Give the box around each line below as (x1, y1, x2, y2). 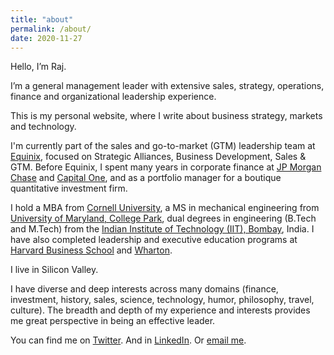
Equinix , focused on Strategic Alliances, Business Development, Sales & (10, 151, 307, 163)
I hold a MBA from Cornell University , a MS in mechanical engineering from (10, 202, 320, 214)
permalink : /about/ (10, 24, 92, 34)
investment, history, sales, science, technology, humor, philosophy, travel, (10, 294, 315, 306)
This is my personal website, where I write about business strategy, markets (10, 110, 323, 122)
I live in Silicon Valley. (10, 264, 99, 276)
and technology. (10, 121, 77, 133)
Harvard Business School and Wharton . (10, 244, 173, 256)
